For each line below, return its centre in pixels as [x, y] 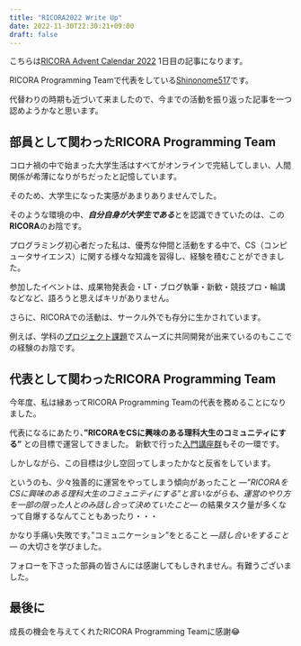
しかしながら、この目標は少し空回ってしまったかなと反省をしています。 [142, 463]
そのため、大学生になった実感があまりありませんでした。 [115, 196]
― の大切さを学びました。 [58, 546]
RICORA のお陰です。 [48, 226]
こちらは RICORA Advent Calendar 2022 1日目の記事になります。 [128, 61]
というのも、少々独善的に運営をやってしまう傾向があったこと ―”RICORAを [149, 482]
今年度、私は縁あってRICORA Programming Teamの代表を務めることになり [148, 402]
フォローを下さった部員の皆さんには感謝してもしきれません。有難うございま [150, 565]
